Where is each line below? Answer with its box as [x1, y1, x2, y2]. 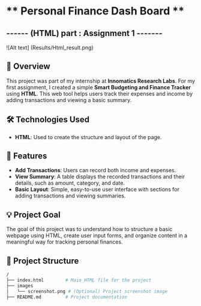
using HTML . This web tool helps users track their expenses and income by [6, 90, 193, 97]
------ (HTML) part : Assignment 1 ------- [6, 28, 163, 38]
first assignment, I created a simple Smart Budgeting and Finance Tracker [6, 83, 191, 91]
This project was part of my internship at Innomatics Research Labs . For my [6, 77, 196, 85]
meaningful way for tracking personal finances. [6, 238, 123, 245]
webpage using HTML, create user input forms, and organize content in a [6, 232, 188, 239]
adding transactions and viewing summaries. [14, 192, 126, 199]
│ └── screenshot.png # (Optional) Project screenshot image [6, 288, 168, 295]
